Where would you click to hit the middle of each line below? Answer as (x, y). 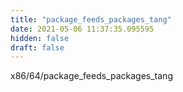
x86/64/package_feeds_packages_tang (91, 76)
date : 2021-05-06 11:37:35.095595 (82, 29)
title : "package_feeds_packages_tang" (91, 19)
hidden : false (40, 38)
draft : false (37, 47)
